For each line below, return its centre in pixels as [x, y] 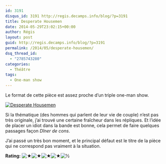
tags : [11, 75]
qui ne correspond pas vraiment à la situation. [53, 146]
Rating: [13, 156]
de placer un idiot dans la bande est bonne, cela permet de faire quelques [82, 126]
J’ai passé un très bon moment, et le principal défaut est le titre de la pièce [83, 141]
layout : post [19, 37]
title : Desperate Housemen [34, 21]
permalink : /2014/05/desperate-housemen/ [50, 48]
